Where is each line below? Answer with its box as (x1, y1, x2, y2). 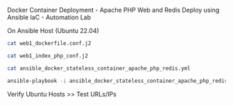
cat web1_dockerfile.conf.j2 (7, 40, 92, 47)
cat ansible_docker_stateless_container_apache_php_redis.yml (7, 65, 191, 72)
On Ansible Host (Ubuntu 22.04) (7, 27, 99, 35)
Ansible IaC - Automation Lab (7, 13, 92, 21)
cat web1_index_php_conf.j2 (7, 52, 89, 59)
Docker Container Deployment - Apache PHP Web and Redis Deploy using (7, 6, 220, 14)
